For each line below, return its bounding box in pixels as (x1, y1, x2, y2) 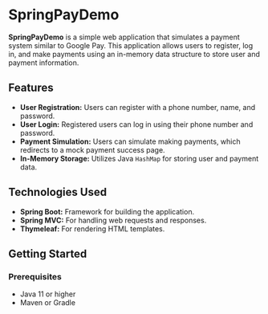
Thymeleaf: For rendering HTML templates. (19, 223, 165, 234)
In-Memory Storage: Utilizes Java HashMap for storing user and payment (19, 153, 259, 163)
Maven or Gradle (19, 298, 76, 308)
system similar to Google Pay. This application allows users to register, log (8, 40, 254, 50)
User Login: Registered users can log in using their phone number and (19, 119, 254, 129)
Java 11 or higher (19, 289, 76, 299)
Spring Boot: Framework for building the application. (19, 206, 195, 216)
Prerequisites (8, 271, 62, 282)
